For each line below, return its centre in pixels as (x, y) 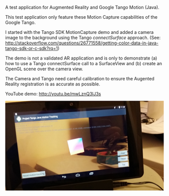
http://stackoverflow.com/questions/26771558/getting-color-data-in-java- (82, 43)
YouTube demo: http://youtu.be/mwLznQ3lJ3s (53, 94)
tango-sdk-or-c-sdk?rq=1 (32, 48)
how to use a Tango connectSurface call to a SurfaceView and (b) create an (84, 63)
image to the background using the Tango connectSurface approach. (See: (83, 38)
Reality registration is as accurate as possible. (53, 84)
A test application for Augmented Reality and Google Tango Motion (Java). (82, 7)
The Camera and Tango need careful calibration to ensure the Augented (80, 79)
